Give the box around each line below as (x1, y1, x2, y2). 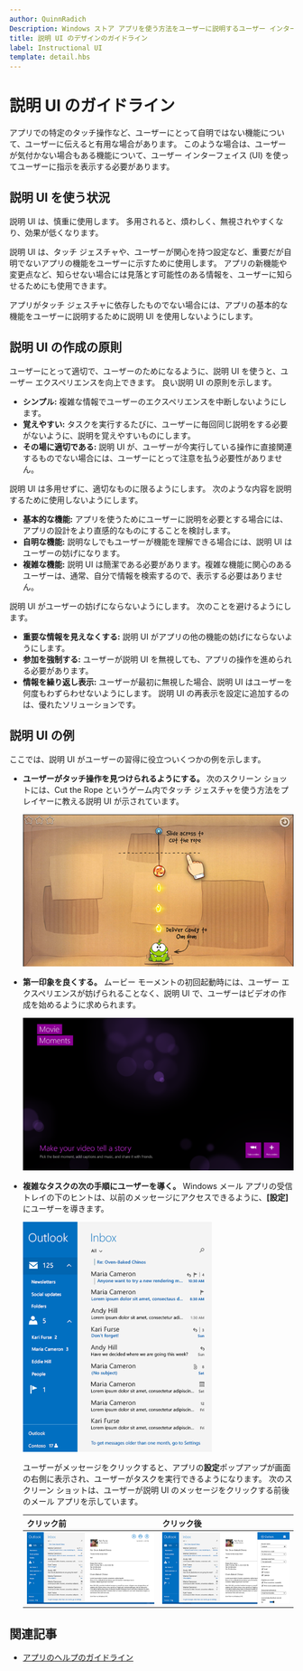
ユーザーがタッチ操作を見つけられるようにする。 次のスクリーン (22, 773, 262, 784)
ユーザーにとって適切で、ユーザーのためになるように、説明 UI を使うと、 (9, 365, 281, 376)
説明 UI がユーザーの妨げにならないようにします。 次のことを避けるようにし (9, 600, 292, 611)
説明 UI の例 (9, 728, 75, 743)
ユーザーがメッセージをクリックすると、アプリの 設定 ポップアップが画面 (22, 1462, 291, 1473)
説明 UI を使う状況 (9, 190, 111, 205)
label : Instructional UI (9, 43, 103, 52)
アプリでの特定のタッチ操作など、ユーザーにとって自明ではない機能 (9, 127, 262, 138)
